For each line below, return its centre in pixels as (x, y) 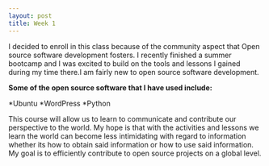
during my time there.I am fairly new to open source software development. (134, 72)
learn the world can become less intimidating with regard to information (127, 136)
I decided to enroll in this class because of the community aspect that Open (134, 46)
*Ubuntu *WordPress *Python (59, 103)
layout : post (30, 16)
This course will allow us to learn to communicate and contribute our (122, 118)
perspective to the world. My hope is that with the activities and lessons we (134, 127)
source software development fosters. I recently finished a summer (120, 55)
